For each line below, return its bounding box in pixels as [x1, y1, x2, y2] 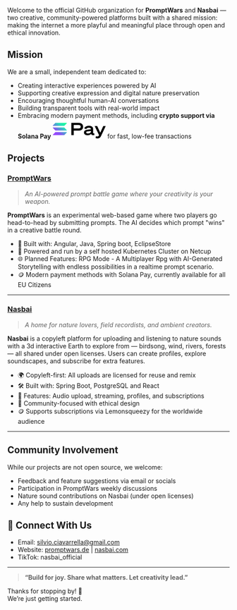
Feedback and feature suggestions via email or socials [17, 476, 176, 485]
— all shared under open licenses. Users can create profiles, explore [7, 349, 207, 358]
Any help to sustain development [17, 499, 114, 507]
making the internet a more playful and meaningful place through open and [7, 21, 226, 29]
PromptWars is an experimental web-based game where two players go [7, 211, 217, 219]
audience [17, 417, 45, 425]
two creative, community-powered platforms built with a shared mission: [7, 13, 218, 22]
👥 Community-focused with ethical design [17, 398, 140, 408]
